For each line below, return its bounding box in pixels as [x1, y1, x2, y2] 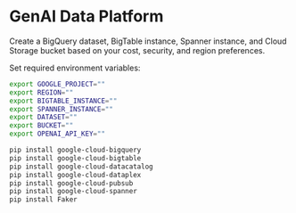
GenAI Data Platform [9, 6, 164, 27]
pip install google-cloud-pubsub [9, 178, 134, 188]
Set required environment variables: [9, 62, 141, 73]
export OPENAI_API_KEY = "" [9, 129, 105, 139]
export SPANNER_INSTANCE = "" [9, 104, 114, 113]
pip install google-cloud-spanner [9, 187, 138, 196]
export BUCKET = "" [9, 121, 74, 130]
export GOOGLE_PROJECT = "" [9, 79, 105, 88]
